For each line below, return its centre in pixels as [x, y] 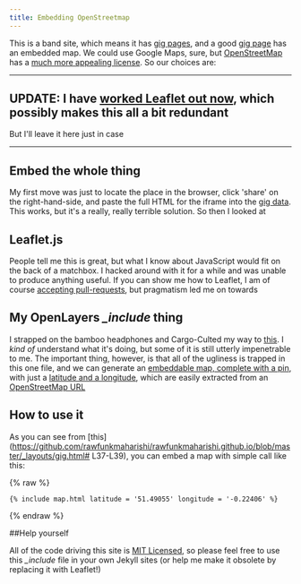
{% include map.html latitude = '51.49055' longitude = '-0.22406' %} [144, 499]
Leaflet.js [36, 240]
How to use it [47, 415]
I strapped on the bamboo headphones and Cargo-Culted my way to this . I [146, 339]
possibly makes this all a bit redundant [119, 113]
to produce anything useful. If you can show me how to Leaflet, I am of [140, 280]
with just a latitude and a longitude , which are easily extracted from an [139, 377]
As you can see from [47, 436]
